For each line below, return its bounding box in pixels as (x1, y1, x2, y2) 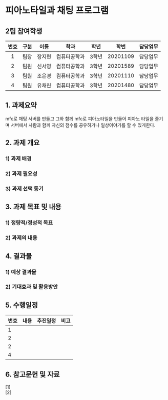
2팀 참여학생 (5, 27, 43, 35)
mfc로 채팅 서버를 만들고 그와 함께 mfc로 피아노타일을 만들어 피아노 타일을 (5, 115, 154, 122)
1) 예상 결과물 (5, 268, 37, 275)
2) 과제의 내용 (5, 234, 37, 242)
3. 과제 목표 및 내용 (5, 203, 61, 211)
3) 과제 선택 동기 (5, 185, 44, 192)
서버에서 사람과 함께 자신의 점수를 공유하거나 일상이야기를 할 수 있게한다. (10, 122, 156, 128)
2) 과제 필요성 (5, 170, 37, 177)
